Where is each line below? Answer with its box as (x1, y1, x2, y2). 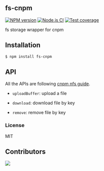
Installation (5, 41, 41, 49)
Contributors (5, 148, 46, 156)
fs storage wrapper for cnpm (5, 27, 64, 33)
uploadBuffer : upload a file (12, 90, 67, 96)
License (5, 122, 25, 129)
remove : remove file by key (12, 110, 66, 116)
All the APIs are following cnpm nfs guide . (5, 81, 91, 87)
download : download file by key (12, 100, 75, 106)
